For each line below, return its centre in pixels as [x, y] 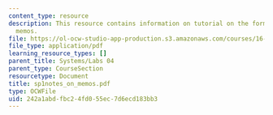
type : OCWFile [32, 91]
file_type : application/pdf [56, 46]
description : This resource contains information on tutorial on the [129, 23]
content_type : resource [49, 16]
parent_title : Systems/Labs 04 [61, 62]
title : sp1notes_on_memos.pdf [60, 83]
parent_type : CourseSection [56, 69]
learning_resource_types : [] [58, 53]
